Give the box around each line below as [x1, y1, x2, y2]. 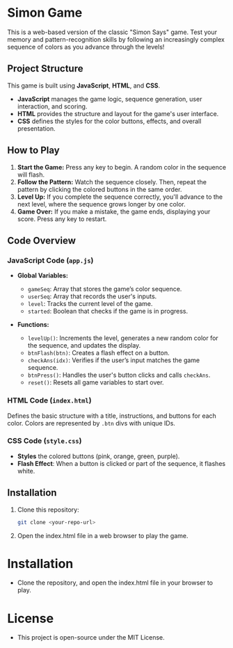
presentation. [17, 124, 56, 133]
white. [17, 467, 35, 475]
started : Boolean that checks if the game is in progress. [27, 307, 188, 316]
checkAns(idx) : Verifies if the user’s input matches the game [27, 356, 200, 364]
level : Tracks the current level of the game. [27, 300, 153, 308]
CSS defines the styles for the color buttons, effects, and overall [17, 117, 202, 125]
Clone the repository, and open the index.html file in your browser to [17, 578, 214, 587]
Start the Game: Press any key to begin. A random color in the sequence [17, 163, 227, 171]
